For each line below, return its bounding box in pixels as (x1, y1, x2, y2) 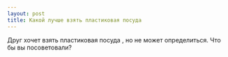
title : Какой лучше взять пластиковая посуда (7, 17, 142, 24)
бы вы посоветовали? (7, 43, 72, 51)
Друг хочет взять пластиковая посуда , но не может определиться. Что (7, 35, 221, 44)
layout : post (7, 10, 45, 17)
